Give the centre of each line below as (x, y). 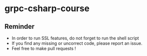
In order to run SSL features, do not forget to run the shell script (75, 38)
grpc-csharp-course (47, 9)
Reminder (20, 27)
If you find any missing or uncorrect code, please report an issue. (77, 43)
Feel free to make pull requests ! (44, 48)
